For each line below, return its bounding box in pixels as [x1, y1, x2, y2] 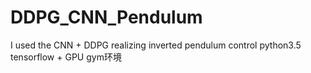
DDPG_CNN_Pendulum [10, 6, 203, 29]
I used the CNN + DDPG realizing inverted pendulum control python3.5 [10, 39, 302, 51]
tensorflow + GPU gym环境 [10, 51, 122, 63]
